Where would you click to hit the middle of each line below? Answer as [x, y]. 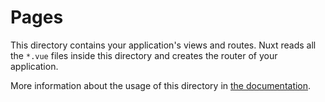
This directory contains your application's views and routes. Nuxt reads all [163, 45]
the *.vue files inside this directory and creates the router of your [144, 55]
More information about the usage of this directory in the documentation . [161, 85]
